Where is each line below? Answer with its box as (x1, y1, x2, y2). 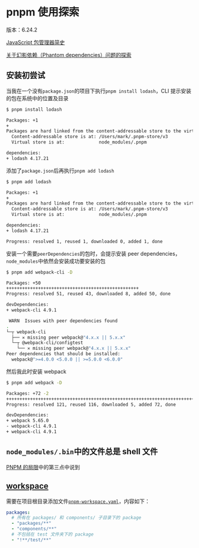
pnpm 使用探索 (6, 5, 79, 19)
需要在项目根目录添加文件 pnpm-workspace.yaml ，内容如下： (6, 498, 150, 505)
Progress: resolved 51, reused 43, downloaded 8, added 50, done (6, 291, 171, 297)
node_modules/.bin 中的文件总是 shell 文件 (6, 447, 158, 457)
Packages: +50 (6, 280, 41, 286)
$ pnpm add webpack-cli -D (6, 269, 73, 275)
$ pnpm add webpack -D (6, 380, 62, 385)
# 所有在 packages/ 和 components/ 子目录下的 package (11, 515, 142, 521)
